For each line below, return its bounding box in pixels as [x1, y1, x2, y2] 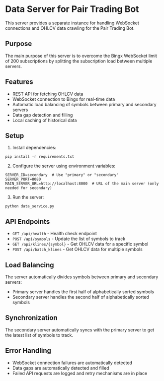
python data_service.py [5, 204, 55, 209]
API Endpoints [5, 217, 50, 226]
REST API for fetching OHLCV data [12, 91, 83, 97]
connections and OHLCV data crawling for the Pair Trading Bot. [5, 25, 135, 31]
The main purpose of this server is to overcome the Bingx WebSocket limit [5, 53, 158, 59]
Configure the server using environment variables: [12, 163, 116, 169]
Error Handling [5, 346, 51, 355]
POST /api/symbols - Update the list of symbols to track [12, 236, 126, 242]
